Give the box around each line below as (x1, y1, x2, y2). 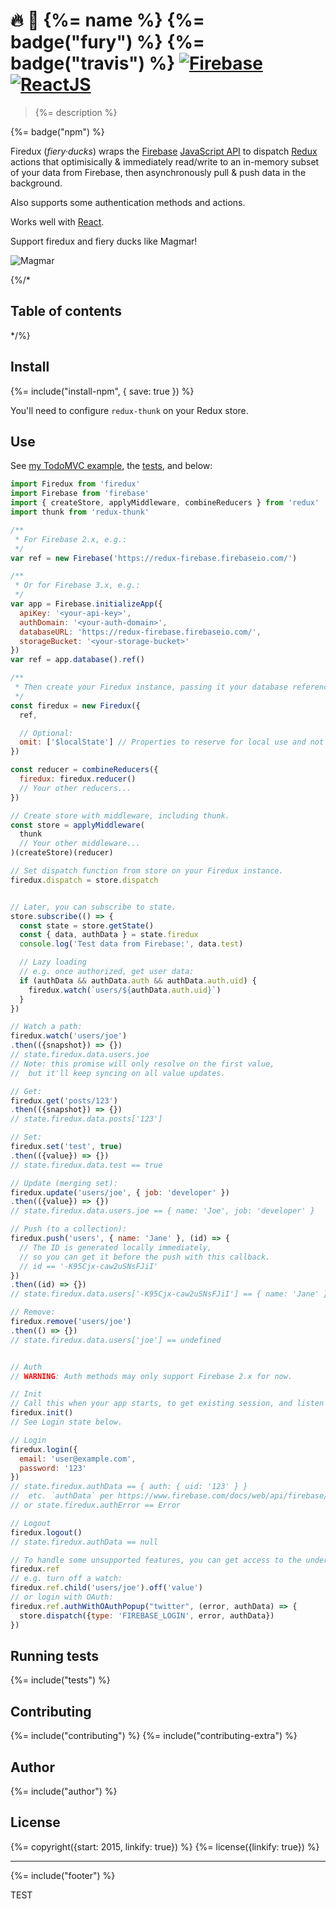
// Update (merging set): (10, 1178, 118, 1188)
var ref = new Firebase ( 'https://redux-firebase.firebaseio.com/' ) (10, 553, 298, 563)
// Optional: (19, 728, 74, 738)
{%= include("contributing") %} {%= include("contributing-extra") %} (10, 1730, 298, 1742)
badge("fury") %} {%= (10, 31, 205, 54)
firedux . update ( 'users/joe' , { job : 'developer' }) (10, 1187, 230, 1198)
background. (10, 177, 63, 189)
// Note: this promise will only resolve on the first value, (10, 1059, 275, 1069)
